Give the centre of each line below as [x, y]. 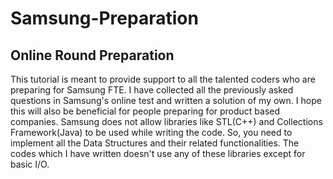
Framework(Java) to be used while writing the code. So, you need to [151, 132]
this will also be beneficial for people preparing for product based [145, 111]
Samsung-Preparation [104, 18]
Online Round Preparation [92, 55]
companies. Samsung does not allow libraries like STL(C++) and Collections [166, 121]
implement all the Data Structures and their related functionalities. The [155, 143]
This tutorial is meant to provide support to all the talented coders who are [163, 79]
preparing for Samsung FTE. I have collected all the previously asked [152, 90]
